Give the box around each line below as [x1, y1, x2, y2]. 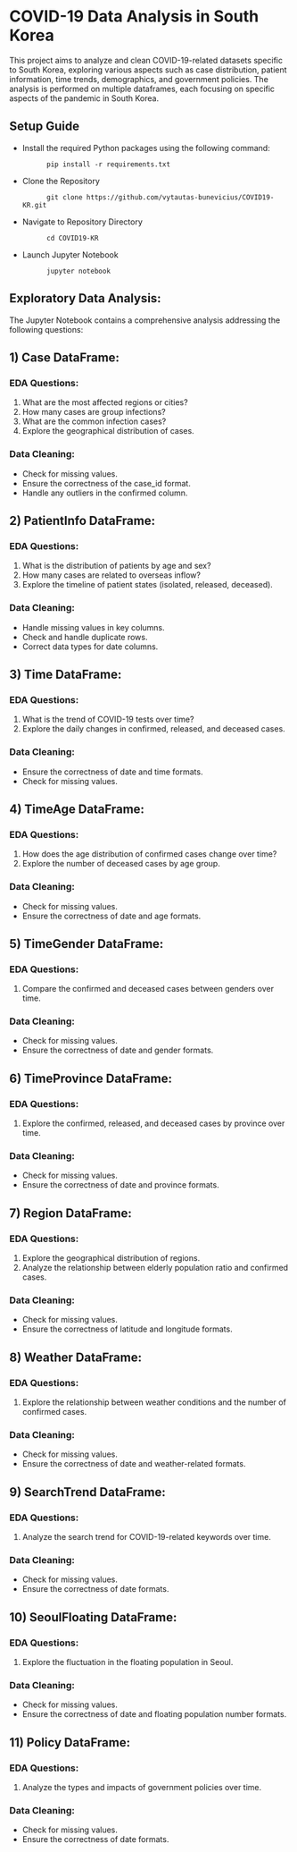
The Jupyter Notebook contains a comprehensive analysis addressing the [9, 315, 281, 326]
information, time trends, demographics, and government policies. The [9, 73, 269, 84]
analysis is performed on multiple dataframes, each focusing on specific [9, 83, 275, 94]
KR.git [21, 200, 47, 209]
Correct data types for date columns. [21, 641, 159, 652]
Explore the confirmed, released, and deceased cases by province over [21, 1118, 285, 1129]
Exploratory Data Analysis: [9, 291, 162, 306]
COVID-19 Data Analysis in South [9, 6, 260, 27]
